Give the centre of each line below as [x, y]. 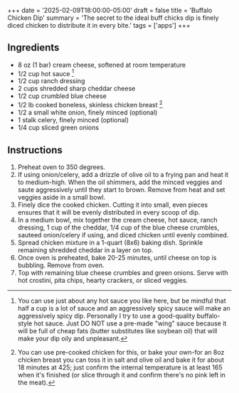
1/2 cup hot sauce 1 [46, 72]
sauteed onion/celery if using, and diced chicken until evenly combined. [123, 235]
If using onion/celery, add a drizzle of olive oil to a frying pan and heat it [123, 174]
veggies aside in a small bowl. [62, 197]
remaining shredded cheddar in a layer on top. [85, 250]
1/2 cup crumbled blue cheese [62, 96]
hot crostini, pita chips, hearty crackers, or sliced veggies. [103, 280]
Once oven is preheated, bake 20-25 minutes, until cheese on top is [117, 257]
